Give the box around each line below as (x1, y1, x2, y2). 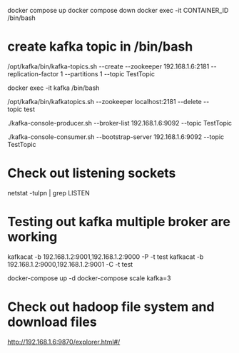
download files (7, 314, 98, 330)
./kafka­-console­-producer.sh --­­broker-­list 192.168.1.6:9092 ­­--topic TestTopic (7, 118, 233, 127)
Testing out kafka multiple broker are (7, 214, 230, 230)
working (7, 229, 58, 245)
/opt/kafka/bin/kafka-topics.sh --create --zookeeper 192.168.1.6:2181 (7, 62, 210, 71)
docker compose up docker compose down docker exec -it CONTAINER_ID (7, 6, 229, 14)
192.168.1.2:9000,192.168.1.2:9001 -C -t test (7, 260, 133, 268)
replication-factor (7, 69, 59, 78)
